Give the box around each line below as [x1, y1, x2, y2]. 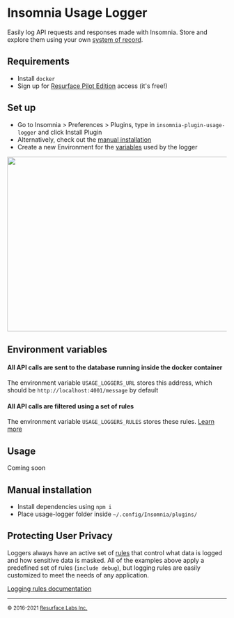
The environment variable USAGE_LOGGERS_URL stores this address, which [7, 378, 212, 387]
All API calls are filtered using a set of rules [7, 402, 134, 410]
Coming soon [7, 464, 46, 472]
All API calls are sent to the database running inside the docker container [7, 363, 223, 371]
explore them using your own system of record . [7, 35, 143, 43]
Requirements [7, 56, 70, 68]
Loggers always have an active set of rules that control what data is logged [7, 548, 223, 557]
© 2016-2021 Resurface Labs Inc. [7, 604, 88, 612]
